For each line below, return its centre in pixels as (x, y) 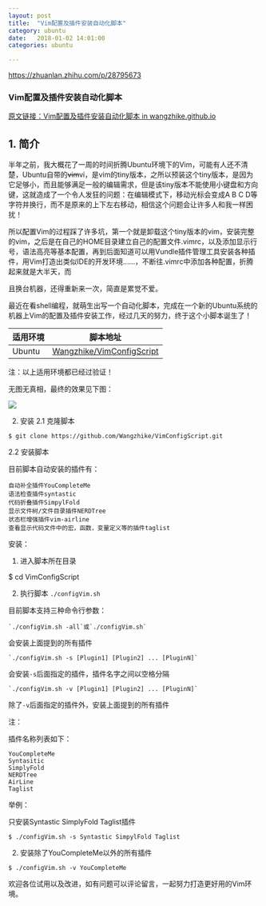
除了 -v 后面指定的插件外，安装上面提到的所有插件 (89, 705)
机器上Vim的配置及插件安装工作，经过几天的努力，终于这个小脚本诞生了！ (130, 316)
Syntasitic (26, 761)
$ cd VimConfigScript (44, 577)
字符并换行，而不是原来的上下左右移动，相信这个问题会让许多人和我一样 (127, 205)
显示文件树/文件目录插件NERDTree (57, 511)
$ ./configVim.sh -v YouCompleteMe (67, 868)
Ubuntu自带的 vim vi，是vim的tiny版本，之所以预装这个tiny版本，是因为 (138, 175)
